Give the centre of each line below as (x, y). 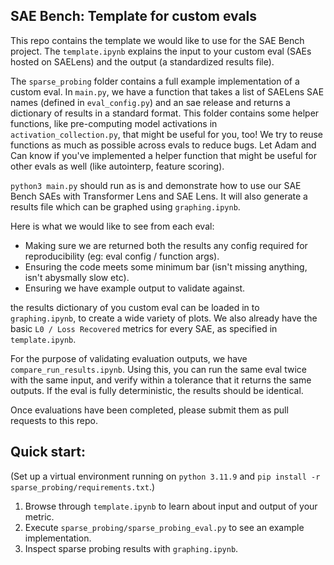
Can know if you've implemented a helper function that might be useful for (163, 155)
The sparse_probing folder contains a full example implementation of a (155, 81)
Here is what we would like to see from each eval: (112, 226)
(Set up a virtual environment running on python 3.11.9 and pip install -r (165, 476)
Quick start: (48, 452)
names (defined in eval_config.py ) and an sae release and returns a (150, 102)
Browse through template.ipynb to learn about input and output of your (171, 506)
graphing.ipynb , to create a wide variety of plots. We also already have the (164, 318)
